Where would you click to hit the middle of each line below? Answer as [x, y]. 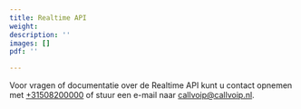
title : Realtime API [49, 18]
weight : [24, 26]
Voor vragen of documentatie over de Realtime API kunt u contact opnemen [151, 85]
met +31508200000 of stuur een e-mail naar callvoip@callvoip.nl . [132, 95]
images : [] [30, 43]
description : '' [40, 35]
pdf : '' [24, 52]
